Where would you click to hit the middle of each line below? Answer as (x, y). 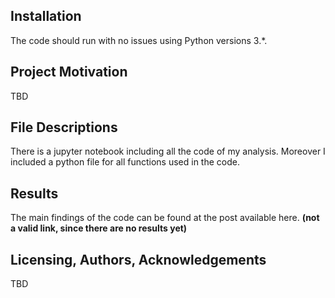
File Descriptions (64, 127)
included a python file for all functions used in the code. (125, 162)
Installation (46, 16)
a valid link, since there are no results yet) (99, 228)
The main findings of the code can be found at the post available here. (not (165, 218)
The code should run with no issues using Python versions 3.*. (139, 40)
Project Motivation (69, 72)
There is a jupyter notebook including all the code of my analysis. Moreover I (168, 151)
